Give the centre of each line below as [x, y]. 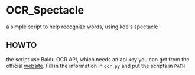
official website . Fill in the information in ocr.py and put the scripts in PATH [95, 66]
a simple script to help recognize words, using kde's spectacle [82, 27]
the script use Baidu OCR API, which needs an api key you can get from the [98, 59]
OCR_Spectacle [45, 10]
